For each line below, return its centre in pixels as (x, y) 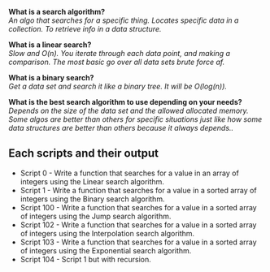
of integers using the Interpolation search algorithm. (107, 233)
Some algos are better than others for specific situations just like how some (135, 119)
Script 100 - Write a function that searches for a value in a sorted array (139, 207)
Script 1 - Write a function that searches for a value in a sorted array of (139, 190)
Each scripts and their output (83, 153)
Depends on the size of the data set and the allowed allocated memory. (129, 110)
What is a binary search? (51, 78)
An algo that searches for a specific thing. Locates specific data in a (124, 20)
